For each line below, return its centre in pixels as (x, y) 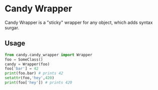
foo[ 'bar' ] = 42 (22, 69)
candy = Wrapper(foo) (27, 64)
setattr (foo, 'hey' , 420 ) (30, 78)
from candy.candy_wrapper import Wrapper (49, 55)
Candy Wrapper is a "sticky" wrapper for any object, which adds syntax (79, 22)
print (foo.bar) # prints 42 (34, 73)
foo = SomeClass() (24, 59)
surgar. (12, 27)
